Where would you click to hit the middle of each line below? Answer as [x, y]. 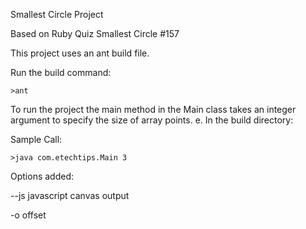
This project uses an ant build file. [80, 53]
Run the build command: [61, 72]
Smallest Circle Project [57, 14]
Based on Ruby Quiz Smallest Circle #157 [95, 33]
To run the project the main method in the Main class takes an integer [153, 109]
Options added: [42, 176]
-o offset [28, 215]
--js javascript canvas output [70, 195]
